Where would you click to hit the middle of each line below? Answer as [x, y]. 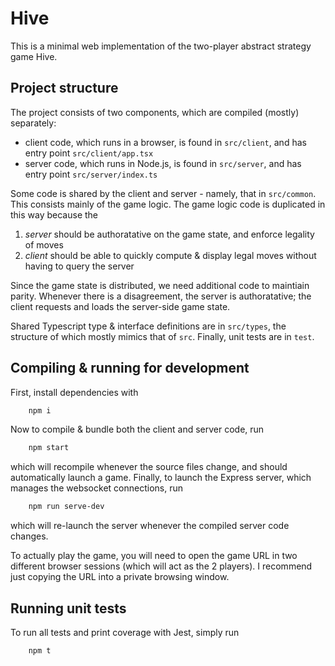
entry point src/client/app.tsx [89, 153]
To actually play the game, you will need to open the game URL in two [154, 556]
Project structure [64, 88]
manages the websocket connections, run [96, 488]
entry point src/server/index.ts [91, 174]
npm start [49, 448]
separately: [33, 123]
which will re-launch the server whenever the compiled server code [150, 526]
